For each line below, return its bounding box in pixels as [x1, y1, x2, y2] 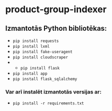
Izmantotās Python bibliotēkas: [5, 24, 107, 33]
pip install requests [12, 38, 59, 43]
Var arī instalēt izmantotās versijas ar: [5, 88, 102, 95]
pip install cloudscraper [12, 55, 68, 60]
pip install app [12, 71, 48, 76]
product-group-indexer [5, 4, 107, 15]
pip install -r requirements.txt [12, 101, 84, 106]
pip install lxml [12, 44, 50, 49]
